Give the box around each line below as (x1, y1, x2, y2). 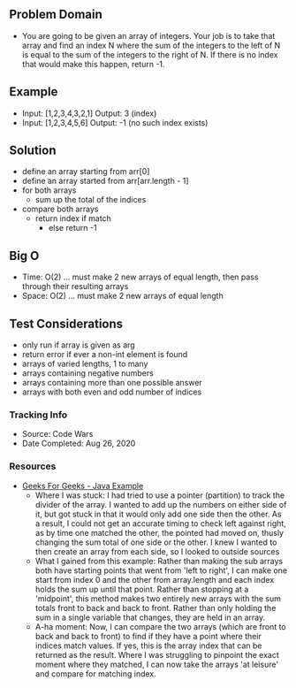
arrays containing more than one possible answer (21, 378, 203, 388)
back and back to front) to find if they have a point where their (34, 631, 262, 641)
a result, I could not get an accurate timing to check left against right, (34, 517, 287, 529)
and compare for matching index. (34, 668, 156, 679)
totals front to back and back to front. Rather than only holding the (34, 602, 277, 613)
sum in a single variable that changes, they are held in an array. (34, 612, 266, 623)
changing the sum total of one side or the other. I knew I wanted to (34, 537, 277, 547)
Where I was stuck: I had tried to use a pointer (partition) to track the (34, 490, 285, 501)
